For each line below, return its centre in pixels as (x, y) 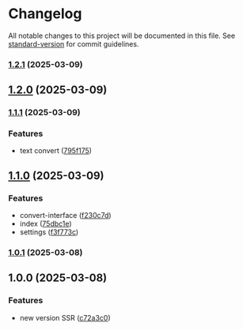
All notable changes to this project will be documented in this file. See (122, 36)
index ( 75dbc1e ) (46, 224)
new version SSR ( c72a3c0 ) (65, 317)
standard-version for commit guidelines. (74, 43)
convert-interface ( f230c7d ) (66, 216)
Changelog (45, 14)
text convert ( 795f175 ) (56, 151)
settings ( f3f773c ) (49, 232)
